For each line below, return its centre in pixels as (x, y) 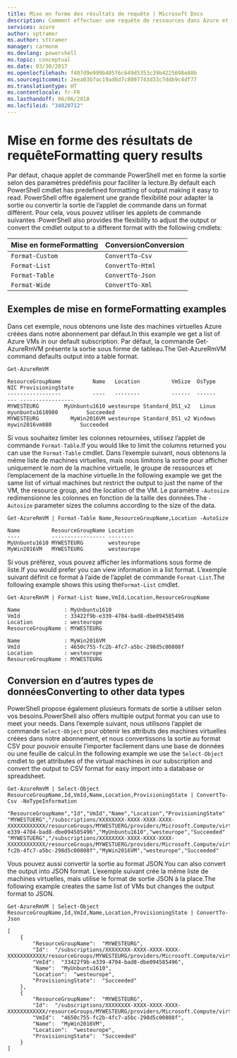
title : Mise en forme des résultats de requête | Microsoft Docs (105, 14)
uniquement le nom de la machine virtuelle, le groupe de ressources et (110, 468)
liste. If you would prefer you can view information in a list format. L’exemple (117, 569)
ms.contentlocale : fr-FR (44, 92)
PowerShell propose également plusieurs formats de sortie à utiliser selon (115, 709)
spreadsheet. (26, 776)
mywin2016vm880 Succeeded (58, 425)
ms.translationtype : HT (42, 86)
